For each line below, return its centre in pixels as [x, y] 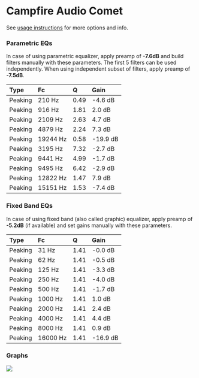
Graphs [17, 356]
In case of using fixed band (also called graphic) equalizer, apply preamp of [99, 219]
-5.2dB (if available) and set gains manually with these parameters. [89, 225]
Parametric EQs [29, 43]
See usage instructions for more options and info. [67, 28]
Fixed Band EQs [29, 206]
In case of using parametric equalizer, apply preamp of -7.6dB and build [95, 56]
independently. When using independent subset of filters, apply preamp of [98, 69]
